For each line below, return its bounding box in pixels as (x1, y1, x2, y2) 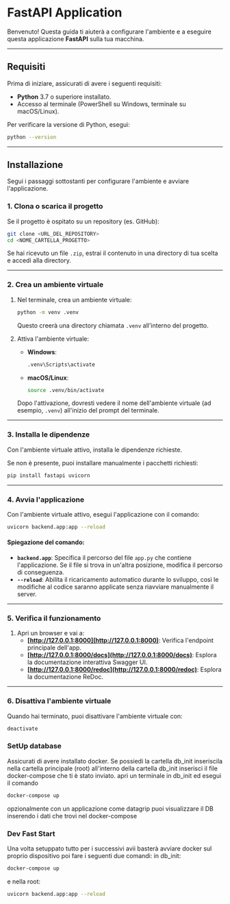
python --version (7, 134, 57, 141)
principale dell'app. (27, 644, 82, 652)
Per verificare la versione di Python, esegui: (7, 120, 130, 128)
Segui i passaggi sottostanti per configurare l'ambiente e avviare (7, 177, 190, 186)
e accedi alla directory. (7, 256, 72, 265)
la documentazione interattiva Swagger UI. (27, 658, 148, 666)
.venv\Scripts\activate (27, 361, 96, 368)
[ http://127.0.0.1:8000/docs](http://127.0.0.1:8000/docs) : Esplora (27, 651, 217, 659)
